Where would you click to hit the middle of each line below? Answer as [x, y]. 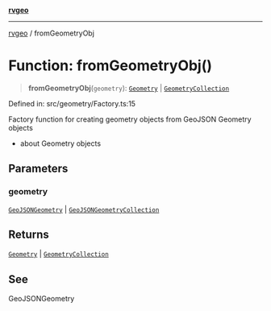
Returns [29, 235]
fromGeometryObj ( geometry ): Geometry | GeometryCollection [129, 88]
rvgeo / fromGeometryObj [52, 33]
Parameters [38, 169]
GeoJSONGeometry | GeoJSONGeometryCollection [84, 209]
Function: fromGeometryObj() [110, 66]
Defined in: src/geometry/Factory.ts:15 [72, 103]
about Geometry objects [60, 143]
